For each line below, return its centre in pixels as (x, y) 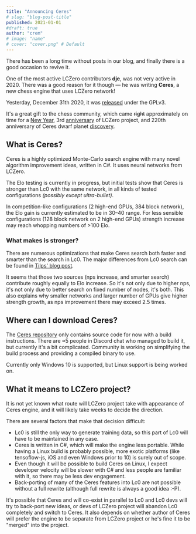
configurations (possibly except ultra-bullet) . (60, 195)
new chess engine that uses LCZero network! (61, 91)
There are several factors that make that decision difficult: (76, 421)
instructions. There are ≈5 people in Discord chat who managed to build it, (96, 340)
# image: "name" (26, 39)
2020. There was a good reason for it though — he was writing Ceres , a (93, 85)
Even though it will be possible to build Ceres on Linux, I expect (91, 464)
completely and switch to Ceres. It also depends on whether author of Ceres (98, 512)
